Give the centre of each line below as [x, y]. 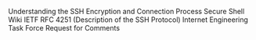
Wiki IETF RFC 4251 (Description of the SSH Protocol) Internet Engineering [128, 20]
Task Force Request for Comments [64, 28]
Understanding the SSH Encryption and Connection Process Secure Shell [126, 11]
